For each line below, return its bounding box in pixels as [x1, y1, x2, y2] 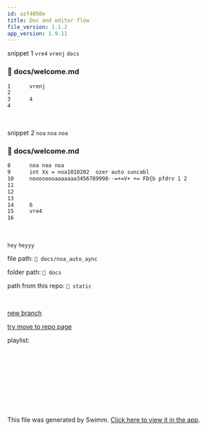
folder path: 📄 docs [7, 268, 62, 276]
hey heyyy [7, 242, 35, 250]
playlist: [7, 336, 30, 345]
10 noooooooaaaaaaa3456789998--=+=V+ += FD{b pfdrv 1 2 [7, 175, 188, 183]
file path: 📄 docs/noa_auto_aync [7, 255, 98, 263]
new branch [7, 309, 42, 317]
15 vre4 [7, 208, 42, 215]
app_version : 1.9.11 [7, 30, 68, 37]
